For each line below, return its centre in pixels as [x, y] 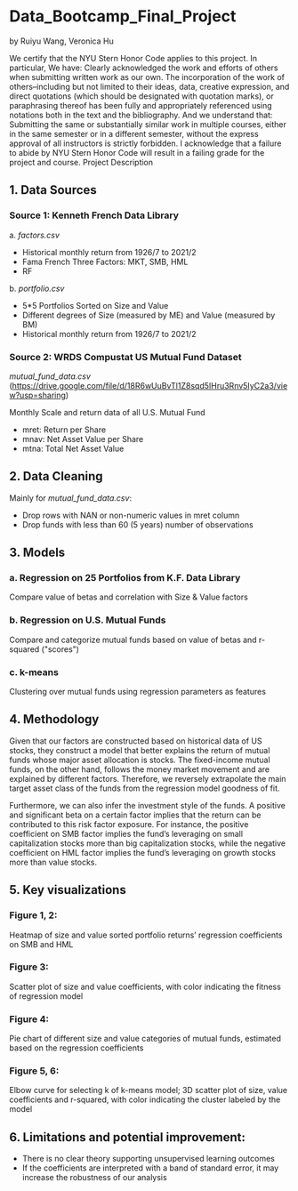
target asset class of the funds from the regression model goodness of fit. [145, 788]
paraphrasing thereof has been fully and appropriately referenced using [141, 105]
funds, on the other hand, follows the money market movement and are [139, 769]
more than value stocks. [53, 862]
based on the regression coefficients [77, 1048]
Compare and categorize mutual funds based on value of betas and [133, 640]
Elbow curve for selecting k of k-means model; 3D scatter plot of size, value [148, 1090]
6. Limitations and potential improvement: [128, 1137]
